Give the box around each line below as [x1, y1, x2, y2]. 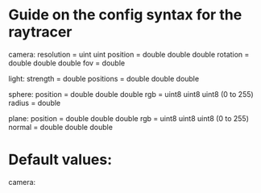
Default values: [8, 151, 113, 169]
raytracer [8, 23, 72, 41]
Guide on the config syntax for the [8, 6, 242, 24]
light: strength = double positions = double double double [8, 73, 200, 83]
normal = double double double [8, 122, 113, 132]
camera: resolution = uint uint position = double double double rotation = [8, 49, 250, 59]
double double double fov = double [8, 58, 126, 68]
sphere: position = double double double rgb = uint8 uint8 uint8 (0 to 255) [8, 89, 254, 99]
